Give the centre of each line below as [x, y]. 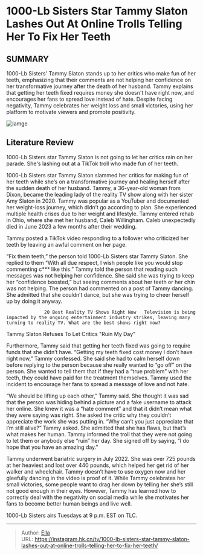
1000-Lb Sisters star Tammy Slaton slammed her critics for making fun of [97, 175]
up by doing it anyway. [34, 301]
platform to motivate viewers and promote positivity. [71, 112]
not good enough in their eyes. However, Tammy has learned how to [91, 490]
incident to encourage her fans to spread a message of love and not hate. [98, 384]
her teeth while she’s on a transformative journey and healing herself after [98, 182]
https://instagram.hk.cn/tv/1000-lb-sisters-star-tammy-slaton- [112, 539]
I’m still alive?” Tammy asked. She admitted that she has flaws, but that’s [96, 428]
